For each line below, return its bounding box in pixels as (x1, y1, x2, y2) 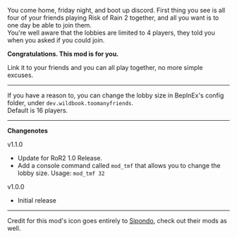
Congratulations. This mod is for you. (7, 49, 119, 58)
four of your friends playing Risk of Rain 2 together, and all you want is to (7, 13, 219, 22)
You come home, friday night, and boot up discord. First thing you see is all (7, 6, 226, 14)
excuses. (7, 71, 34, 79)
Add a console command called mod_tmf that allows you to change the (17, 162, 221, 169)
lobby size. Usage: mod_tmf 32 (17, 169, 105, 177)
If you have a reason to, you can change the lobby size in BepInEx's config (7, 91, 224, 100)
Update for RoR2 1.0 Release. (17, 154, 103, 162)
